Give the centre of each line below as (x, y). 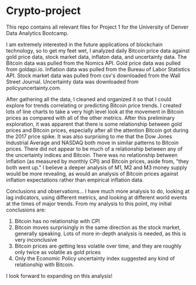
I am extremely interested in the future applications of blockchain (84, 44)
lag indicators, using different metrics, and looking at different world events (97, 197)
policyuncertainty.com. (34, 88)
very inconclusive (36, 239)
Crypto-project (43, 11)
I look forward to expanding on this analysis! (59, 276)
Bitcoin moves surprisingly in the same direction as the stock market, (98, 227)
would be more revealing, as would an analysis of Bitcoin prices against (92, 173)
